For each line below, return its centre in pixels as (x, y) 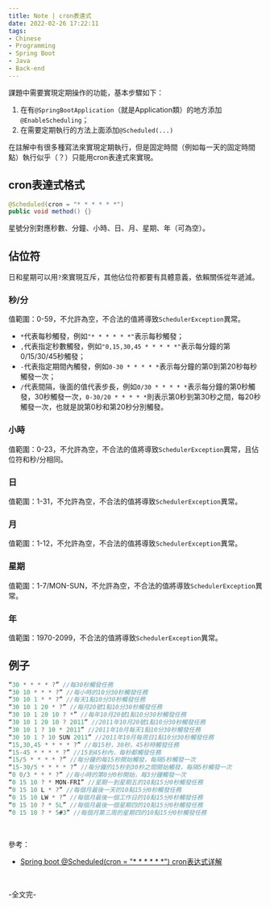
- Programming (32, 46)
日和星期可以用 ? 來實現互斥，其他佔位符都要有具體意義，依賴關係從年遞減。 (134, 277)
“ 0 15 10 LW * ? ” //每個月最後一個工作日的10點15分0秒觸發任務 (106, 797)
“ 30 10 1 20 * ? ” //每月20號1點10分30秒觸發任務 (85, 707)
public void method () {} (50, 212)
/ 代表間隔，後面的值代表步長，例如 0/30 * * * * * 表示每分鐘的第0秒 (134, 387)
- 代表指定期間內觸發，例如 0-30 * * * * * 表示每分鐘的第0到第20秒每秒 (139, 367)
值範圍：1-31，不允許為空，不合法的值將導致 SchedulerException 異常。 (125, 501)
